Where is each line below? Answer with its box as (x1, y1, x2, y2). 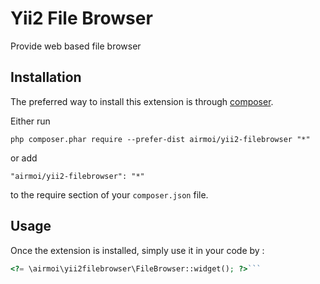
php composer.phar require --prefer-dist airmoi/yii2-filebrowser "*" (10, 134, 311, 144)
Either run (10, 115, 51, 127)
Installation (10, 69, 82, 86)
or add (10, 152, 38, 164)
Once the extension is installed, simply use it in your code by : (10, 244, 265, 256)
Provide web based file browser (10, 40, 142, 52)
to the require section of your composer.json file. (10, 188, 209, 201)
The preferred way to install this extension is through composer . (10, 95, 274, 107)
